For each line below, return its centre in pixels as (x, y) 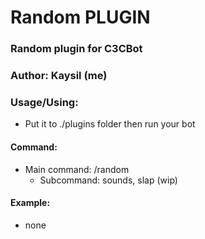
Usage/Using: (44, 102)
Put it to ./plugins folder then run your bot (110, 124)
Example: (30, 203)
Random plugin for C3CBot (76, 49)
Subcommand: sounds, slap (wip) (108, 180)
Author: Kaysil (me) (59, 76)
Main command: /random (77, 169)
